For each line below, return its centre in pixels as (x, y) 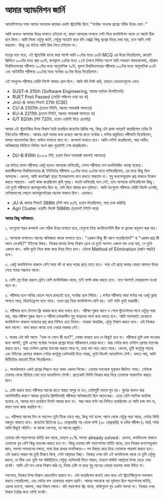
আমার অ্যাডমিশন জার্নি (35, 10)
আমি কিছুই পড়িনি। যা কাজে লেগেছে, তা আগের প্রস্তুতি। (44, 428)
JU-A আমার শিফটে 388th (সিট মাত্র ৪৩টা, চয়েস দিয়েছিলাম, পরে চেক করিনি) (69, 203)
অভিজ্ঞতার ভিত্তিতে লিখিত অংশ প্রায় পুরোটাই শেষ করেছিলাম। (47, 145)
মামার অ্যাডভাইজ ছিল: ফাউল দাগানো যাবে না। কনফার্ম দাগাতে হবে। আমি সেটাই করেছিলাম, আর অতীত (77, 140)
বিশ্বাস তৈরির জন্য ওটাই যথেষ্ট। (27, 492)
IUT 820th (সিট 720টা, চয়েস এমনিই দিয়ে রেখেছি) (51, 119)
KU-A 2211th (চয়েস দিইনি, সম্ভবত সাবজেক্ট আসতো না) (54, 113)
